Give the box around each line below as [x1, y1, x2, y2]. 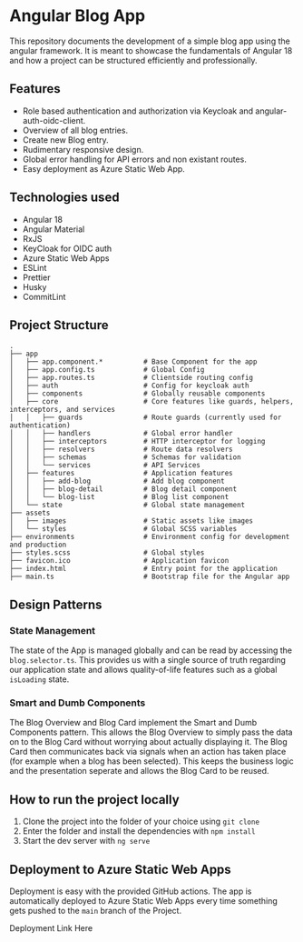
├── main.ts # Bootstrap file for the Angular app [9, 572, 290, 582]
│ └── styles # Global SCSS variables [9, 525, 238, 534]
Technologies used [9, 190, 120, 205]
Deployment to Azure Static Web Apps [9, 861, 231, 877]
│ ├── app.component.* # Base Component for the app [9, 357, 258, 366]
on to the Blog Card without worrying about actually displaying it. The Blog [9, 737, 288, 747]
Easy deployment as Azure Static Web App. [22, 163, 186, 174]
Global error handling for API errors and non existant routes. [22, 154, 247, 165]
